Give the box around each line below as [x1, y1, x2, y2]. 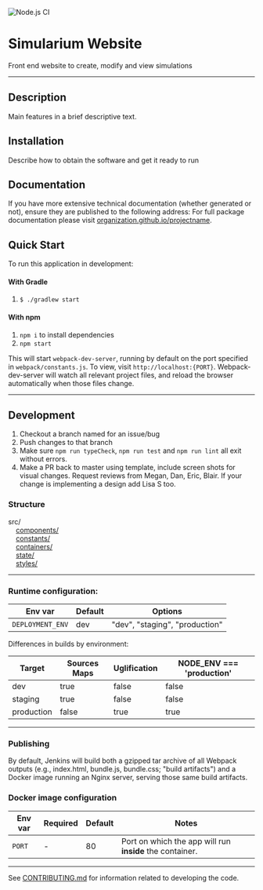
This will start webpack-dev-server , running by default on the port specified [8, 353, 249, 363]
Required [43, 817, 78, 828]
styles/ [15, 558, 38, 568]
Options [152, 606, 182, 616]
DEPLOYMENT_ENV [12, 620, 69, 629]
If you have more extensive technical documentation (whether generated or [8, 199, 252, 208]
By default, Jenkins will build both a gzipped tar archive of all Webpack [8, 756, 237, 765]
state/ [15, 550, 35, 560]
